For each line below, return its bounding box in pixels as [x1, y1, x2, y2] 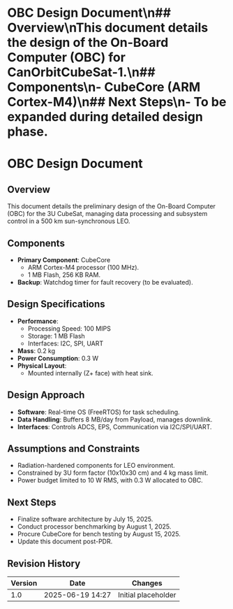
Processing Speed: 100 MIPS [27, 324, 112, 333]
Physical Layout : [17, 361, 67, 370]
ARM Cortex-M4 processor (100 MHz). [27, 264, 140, 271]
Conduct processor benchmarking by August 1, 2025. [17, 522, 172, 531]
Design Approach [7, 389, 85, 401]
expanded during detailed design [7, 109, 204, 125]
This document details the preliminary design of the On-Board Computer [7, 202, 216, 210]
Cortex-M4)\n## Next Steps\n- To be [7, 94, 227, 110]
